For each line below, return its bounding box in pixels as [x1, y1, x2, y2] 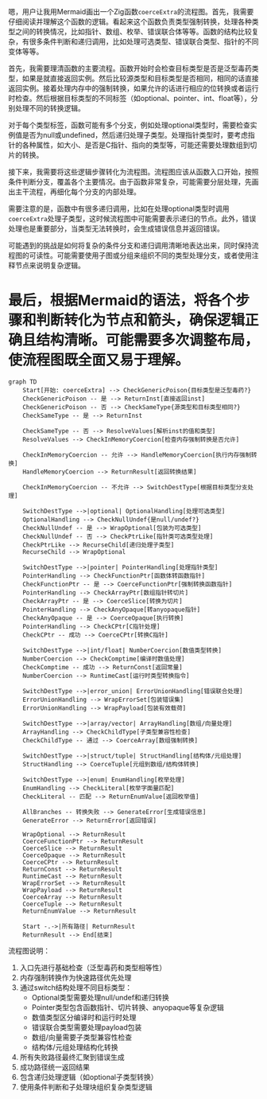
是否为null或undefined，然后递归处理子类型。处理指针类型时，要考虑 [21, 131, 249, 139]
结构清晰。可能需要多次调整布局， [36, 331, 260, 349]
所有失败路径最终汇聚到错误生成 [19, 1052, 125, 1062]
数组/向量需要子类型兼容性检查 [31, 1032, 133, 1042]
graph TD [8, 377, 37, 386]
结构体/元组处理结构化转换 [31, 1042, 118, 1052]
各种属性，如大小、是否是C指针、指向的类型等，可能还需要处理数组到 [21, 140, 250, 150]
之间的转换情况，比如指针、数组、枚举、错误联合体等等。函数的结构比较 [14, 27, 252, 36]
